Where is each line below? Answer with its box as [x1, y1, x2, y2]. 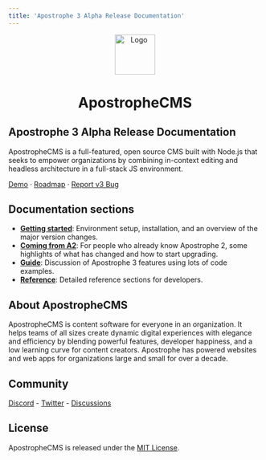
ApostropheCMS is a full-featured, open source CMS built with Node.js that [8, 146, 258, 157]
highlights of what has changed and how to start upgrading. [19, 250, 219, 259]
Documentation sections [8, 202, 135, 217]
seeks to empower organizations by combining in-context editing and [8, 155, 239, 165]
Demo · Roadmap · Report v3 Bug [8, 179, 119, 189]
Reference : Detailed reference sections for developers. [19, 275, 203, 285]
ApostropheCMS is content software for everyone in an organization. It [8, 320, 243, 329]
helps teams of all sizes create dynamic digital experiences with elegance [8, 328, 252, 338]
